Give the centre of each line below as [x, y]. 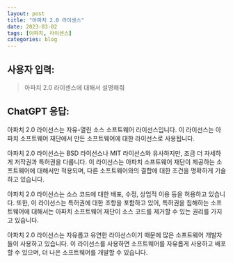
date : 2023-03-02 [32, 26]
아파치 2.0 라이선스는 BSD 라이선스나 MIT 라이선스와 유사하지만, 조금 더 [105, 153]
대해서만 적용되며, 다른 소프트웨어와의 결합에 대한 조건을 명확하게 [125, 170]
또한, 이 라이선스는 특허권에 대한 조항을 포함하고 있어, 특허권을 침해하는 [113, 202]
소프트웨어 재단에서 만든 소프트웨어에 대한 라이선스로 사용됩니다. [107, 138]
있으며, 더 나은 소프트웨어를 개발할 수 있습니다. [85, 252]
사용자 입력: [31, 69]
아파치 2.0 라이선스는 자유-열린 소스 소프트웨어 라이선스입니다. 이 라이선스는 [111, 129]
